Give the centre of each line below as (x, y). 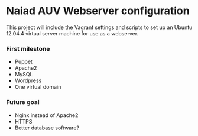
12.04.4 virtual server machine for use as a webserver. (72, 33)
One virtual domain (38, 87)
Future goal (23, 102)
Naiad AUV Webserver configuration (98, 11)
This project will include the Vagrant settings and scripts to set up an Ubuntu (99, 27)
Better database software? (47, 128)
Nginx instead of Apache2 (46, 115)
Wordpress (28, 80)
